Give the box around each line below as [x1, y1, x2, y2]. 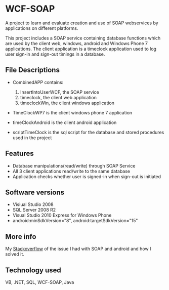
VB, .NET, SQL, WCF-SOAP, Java [5, 279, 74, 285]
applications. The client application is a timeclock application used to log [5, 46, 157, 52]
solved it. [5, 251, 24, 257]
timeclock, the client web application [20, 94, 97, 100]
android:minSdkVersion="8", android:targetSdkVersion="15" [12, 218, 138, 224]
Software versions [5, 188, 65, 196]
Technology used [5, 266, 62, 274]
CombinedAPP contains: [12, 79, 64, 85]
